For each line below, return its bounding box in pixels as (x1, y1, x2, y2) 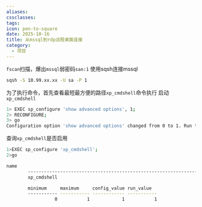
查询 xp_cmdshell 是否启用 (6, 135, 68, 142)
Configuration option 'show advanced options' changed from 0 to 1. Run (6, 123, 192, 129)
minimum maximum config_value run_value (28, 185, 152, 191)
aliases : (6, 8, 28, 15)
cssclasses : (6, 14, 36, 20)
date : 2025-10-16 (6, 31, 50, 37)
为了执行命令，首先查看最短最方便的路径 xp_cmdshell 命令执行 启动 (6, 88, 170, 96)
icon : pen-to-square (6, 25, 58, 32)
